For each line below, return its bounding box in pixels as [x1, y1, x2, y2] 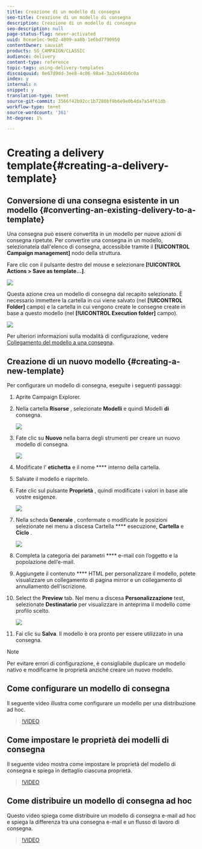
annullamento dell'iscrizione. [15, 583, 87, 590]
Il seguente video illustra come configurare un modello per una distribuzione [7, 699, 196, 706]
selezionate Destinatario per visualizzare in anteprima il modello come [15, 601, 191, 608]
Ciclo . [15, 529, 32, 536]
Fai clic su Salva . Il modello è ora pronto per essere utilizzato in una [15, 630, 183, 637]
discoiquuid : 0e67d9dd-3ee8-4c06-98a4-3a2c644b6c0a [7, 70, 139, 76]
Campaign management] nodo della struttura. [7, 250, 122, 257]
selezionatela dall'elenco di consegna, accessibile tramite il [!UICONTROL [7, 243, 190, 250]
